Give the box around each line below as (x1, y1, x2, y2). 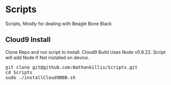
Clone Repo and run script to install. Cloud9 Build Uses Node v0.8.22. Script (5, 49, 166, 55)
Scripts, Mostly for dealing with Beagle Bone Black (5, 20, 112, 27)
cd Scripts (5, 69, 33, 75)
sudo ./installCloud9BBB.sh (5, 74, 76, 80)
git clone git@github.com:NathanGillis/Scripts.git (5, 64, 138, 70)
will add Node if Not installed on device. (5, 54, 90, 60)
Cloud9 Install (5, 35, 51, 44)
